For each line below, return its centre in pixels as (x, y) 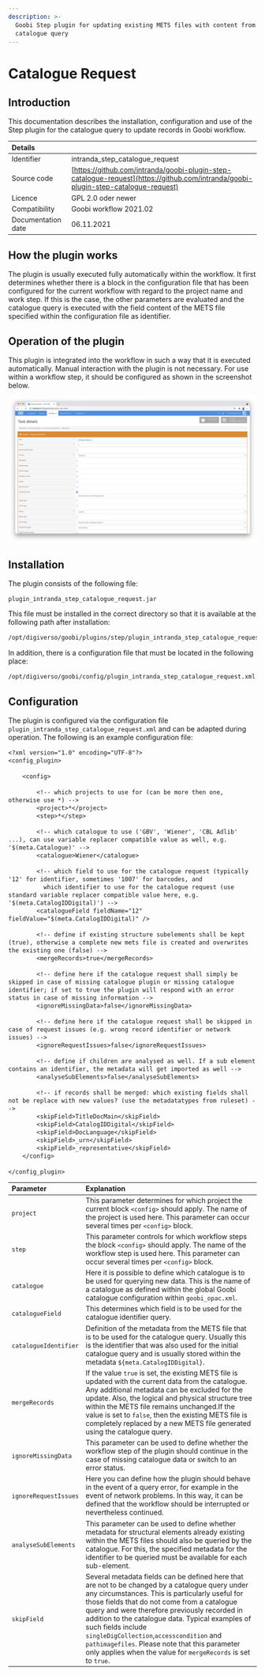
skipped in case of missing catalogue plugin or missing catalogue (121, 982)
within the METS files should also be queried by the (169, 1540)
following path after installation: (59, 622)
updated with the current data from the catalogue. (166, 1381)
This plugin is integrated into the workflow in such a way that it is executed (129, 361)
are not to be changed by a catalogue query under (167, 1585)
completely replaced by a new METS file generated (168, 1423)
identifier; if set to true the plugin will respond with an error (121, 990)
